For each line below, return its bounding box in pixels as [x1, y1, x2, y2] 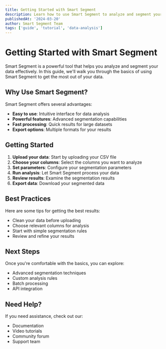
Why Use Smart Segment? [5, 88, 88, 96]
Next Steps [5, 247, 40, 256]
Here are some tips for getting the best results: [5, 208, 100, 214]
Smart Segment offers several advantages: [5, 101, 92, 107]
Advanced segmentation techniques [12, 270, 86, 276]
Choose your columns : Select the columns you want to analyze [12, 159, 142, 165]
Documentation [12, 323, 44, 329]
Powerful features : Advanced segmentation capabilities [12, 116, 127, 122]
